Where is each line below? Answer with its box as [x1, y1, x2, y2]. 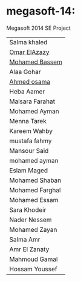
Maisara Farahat [9, 97, 56, 106]
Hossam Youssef [9, 265, 57, 273]
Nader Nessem [9, 215, 53, 224]
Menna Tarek [9, 117, 47, 125]
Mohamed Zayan [9, 225, 57, 234]
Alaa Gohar [9, 67, 41, 76]
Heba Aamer [9, 87, 45, 95]
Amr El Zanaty [9, 245, 50, 253]
